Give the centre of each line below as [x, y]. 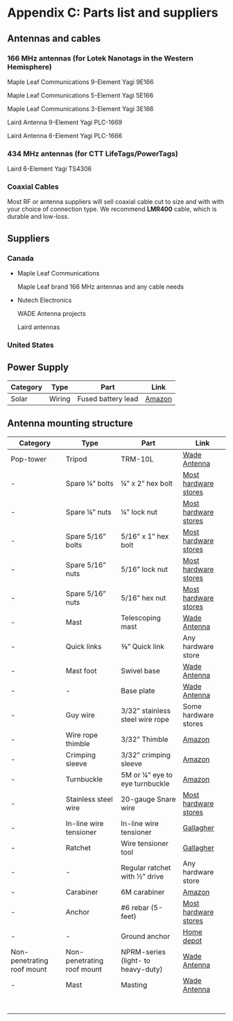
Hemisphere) [29, 67]
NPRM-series [144, 952]
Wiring [60, 398]
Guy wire [80, 715]
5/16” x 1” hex [145, 536]
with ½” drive [143, 876]
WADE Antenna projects [52, 314]
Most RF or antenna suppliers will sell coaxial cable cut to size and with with [115, 202]
